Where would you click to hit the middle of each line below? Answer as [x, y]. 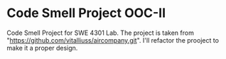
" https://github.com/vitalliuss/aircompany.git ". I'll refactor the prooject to [113, 40]
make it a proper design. [42, 48]
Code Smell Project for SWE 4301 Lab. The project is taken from [101, 33]
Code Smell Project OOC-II [86, 13]
